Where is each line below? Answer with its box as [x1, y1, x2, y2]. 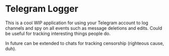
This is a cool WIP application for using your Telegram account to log [5, 20, 149, 26]
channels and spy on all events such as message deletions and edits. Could [5, 25, 162, 31]
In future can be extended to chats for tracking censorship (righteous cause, [5, 40, 164, 46]
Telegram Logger [5, 3, 79, 15]
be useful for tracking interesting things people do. [5, 30, 111, 36]
